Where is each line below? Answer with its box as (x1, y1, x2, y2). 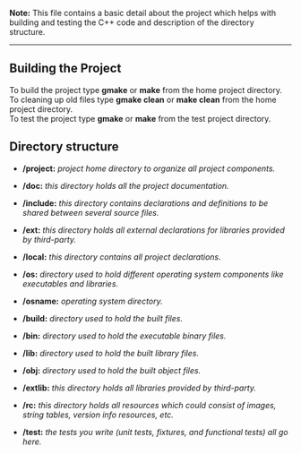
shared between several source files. (21, 207, 159, 218)
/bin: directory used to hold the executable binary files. (21, 330, 227, 341)
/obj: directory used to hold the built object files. (21, 364, 202, 375)
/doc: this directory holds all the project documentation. (21, 180, 230, 191)
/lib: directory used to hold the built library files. (21, 347, 200, 358)
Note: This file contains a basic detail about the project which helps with (9, 8, 276, 18)
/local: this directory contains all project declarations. (21, 251, 221, 262)
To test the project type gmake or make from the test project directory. (9, 113, 271, 124)
